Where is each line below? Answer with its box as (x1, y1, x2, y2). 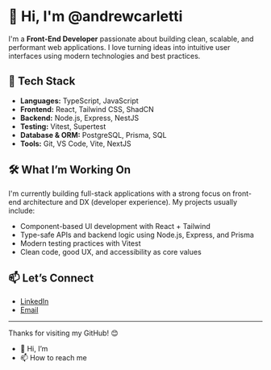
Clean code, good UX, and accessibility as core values (19, 247, 202, 256)
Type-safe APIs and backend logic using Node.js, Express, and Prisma (19, 230, 254, 239)
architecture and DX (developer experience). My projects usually (23, 197, 238, 206)
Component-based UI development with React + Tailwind (19, 221, 211, 231)
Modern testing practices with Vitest (19, 238, 141, 248)
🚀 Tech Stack (8, 74, 76, 88)
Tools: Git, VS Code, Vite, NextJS (19, 139, 131, 148)
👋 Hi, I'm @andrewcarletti (8, 7, 183, 26)
